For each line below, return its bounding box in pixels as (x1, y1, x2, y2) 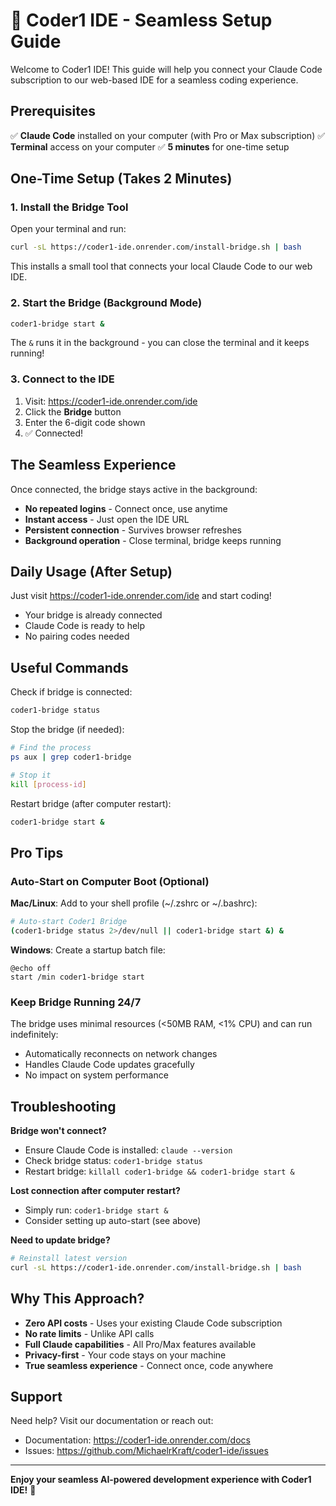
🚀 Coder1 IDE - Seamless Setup (10, 9, 273, 32)
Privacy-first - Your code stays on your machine (24, 1349, 227, 1361)
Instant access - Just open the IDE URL (24, 513, 190, 525)
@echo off (10, 963, 52, 973)
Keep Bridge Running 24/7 (10, 995, 142, 1009)
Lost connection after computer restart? (10, 1185, 181, 1197)
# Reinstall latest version (10, 1254, 128, 1264)
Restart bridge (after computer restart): (10, 797, 172, 809)
